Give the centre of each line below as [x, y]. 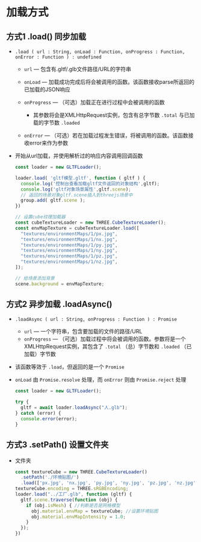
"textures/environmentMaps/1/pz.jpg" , [69, 256]
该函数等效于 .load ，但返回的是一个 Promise [70, 367]
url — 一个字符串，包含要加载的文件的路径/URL [83, 332]
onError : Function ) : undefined [58, 57]
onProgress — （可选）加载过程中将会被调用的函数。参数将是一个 [105, 339]
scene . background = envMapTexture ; [60, 284]
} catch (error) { [38, 414]
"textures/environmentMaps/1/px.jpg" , [69, 234]
